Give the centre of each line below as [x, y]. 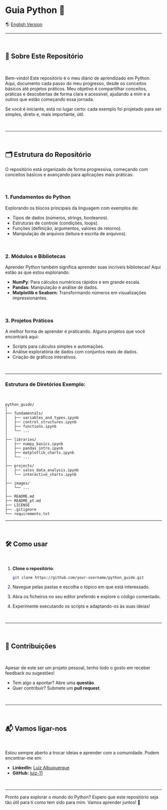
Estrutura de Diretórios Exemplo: [45, 384]
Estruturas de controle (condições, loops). [55, 223]
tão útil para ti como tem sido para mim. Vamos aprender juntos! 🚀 [73, 803]
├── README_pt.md [23, 501]
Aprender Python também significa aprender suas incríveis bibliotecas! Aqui [83, 267]
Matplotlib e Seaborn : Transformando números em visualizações [79, 293]
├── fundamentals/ [24, 413]
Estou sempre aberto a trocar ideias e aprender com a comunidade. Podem [82, 753]
